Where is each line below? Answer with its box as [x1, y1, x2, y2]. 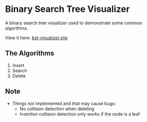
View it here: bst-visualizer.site [5, 35, 68, 41]
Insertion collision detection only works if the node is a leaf [19, 111, 140, 117]
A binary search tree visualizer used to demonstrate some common [5, 20, 143, 26]
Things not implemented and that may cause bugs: [12, 100, 116, 106]
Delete [12, 73, 26, 79]
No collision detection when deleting [19, 106, 95, 112]
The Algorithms [5, 49, 54, 58]
